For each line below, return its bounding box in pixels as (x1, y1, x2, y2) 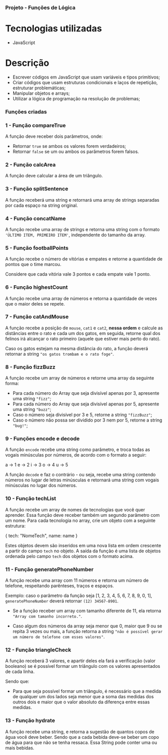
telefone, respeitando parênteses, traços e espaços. (5, 582, 114, 589)
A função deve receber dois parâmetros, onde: (5, 133, 103, 139)
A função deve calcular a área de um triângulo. (5, 173, 103, 179)
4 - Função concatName (5, 215, 66, 222)
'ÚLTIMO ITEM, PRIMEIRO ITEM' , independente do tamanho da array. (5, 232, 146, 238)
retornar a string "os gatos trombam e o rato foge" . (5, 351, 114, 357)
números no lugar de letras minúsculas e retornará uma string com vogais (5, 477, 159, 483)
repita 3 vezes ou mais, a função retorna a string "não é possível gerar (12, 628, 163, 634)
